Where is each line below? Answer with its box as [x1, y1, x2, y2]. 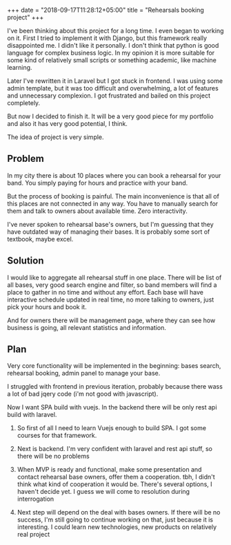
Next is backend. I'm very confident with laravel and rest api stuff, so [17, 445, 212, 453]
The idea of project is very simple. [7, 133, 105, 141]
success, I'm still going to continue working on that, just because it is [17, 515, 214, 524]
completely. [7, 99, 41, 107]
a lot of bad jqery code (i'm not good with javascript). [7, 390, 159, 398]
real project [17, 530, 50, 539]
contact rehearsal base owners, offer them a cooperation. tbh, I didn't [17, 473, 215, 481]
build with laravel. [7, 411, 57, 419]
